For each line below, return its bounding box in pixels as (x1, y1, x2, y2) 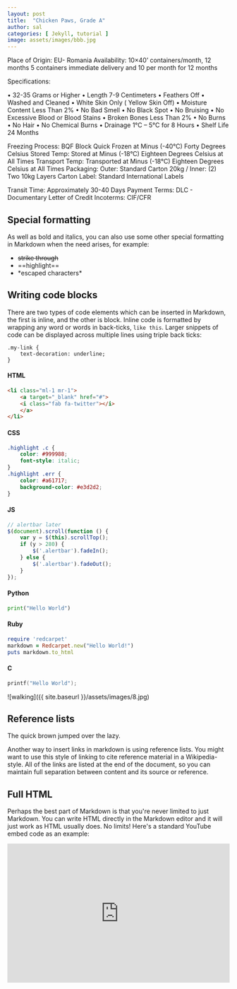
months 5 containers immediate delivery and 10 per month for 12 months (7, 64, 218, 72)
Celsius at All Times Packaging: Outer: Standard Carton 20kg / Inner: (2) (7, 165, 217, 173)
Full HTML (7, 788, 53, 800)
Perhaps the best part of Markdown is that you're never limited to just (7, 807, 209, 816)
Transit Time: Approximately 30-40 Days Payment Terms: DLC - (7, 186, 193, 194)
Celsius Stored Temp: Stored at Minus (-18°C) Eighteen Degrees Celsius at (7, 150, 224, 158)
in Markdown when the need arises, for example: (7, 239, 150, 248)
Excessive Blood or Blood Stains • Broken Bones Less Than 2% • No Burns (7, 114, 226, 122)
